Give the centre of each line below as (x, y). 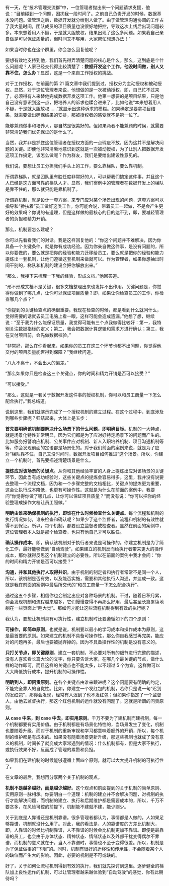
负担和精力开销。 (31, 219)
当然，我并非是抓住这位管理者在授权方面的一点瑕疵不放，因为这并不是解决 (82, 143)
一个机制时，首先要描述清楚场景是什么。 (51, 460)
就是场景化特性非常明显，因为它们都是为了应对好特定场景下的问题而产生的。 (84, 435)
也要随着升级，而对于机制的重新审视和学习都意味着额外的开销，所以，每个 (82, 731)
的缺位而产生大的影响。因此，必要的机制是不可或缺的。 (62, 855)
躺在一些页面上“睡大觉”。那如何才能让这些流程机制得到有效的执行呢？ (78, 608)
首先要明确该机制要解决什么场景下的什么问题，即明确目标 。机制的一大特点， (84, 429)
